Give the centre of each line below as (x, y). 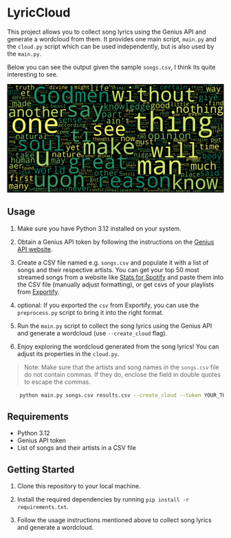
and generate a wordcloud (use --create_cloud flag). (92, 333)
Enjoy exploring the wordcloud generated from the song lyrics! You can (118, 346)
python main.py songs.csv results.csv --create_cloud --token (110, 395)
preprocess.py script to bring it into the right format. (90, 312)
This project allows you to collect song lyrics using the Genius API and (107, 32)
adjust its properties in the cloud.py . (68, 353)
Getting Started (41, 469)
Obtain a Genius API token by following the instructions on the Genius (115, 242)
